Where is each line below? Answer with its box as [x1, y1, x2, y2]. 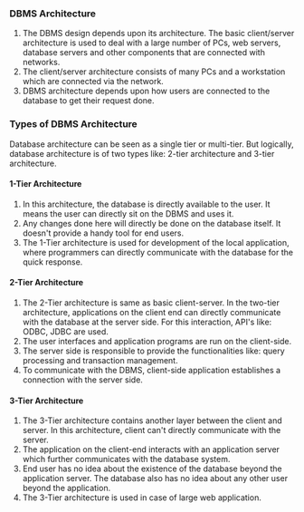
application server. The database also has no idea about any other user [22, 473, 288, 484]
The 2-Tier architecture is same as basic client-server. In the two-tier [22, 297, 280, 308]
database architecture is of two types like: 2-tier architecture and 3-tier [9, 148, 275, 159]
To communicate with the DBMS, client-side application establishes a [22, 365, 281, 375]
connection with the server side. [22, 374, 143, 385]
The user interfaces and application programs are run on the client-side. [22, 336, 292, 346]
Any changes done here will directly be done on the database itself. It [22, 217, 281, 228]
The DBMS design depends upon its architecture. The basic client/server [22, 28, 295, 39]
